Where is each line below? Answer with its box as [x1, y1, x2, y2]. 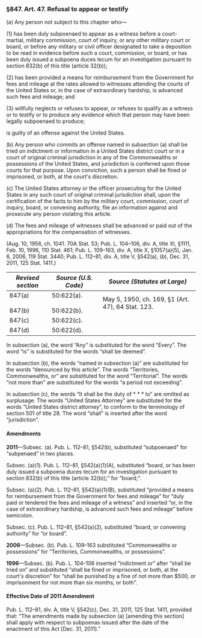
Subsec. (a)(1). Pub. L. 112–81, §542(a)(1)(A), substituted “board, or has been [6, 461, 195, 469]
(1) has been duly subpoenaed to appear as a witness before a [6, 30, 161, 37]
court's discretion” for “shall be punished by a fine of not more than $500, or [6, 572, 196, 580]
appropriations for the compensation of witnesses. [6, 229, 132, 236]
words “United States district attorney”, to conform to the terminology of [6, 403, 185, 411]
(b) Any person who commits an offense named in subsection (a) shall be [6, 141, 188, 148]
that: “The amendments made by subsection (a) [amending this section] [6, 612, 185, 619]
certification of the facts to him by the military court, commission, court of [6, 198, 189, 205]
